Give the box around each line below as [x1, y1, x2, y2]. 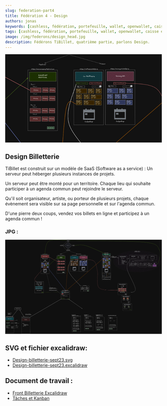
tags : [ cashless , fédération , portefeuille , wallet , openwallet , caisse [5, 29, 159, 34]
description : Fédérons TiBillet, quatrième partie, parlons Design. [5, 40, 150, 45]
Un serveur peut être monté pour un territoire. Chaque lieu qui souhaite [5, 181, 151, 187]
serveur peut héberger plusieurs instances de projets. [5, 171, 115, 177]
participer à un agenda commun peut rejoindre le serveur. [5, 186, 123, 192]
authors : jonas [5, 18, 37, 23]
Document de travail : [5, 377, 73, 385]
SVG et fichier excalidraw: [5, 344, 88, 352]
